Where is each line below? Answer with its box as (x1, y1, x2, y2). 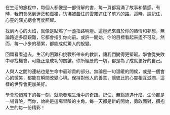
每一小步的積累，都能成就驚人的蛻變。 (14, 41, 94, 47)
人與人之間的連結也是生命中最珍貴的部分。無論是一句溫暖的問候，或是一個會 (5, 68, 165, 74)
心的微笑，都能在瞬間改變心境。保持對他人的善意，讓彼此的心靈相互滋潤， (5, 75, 160, 81)
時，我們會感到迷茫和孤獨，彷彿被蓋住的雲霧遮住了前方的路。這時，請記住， (5, 11, 165, 17)
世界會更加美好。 (14, 81, 50, 87)
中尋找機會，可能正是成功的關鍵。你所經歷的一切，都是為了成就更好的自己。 (5, 58, 165, 63)
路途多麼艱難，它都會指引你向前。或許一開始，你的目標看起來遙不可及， (9, 34, 160, 40)
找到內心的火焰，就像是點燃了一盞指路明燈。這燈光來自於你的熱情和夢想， (5, 28, 160, 34)
